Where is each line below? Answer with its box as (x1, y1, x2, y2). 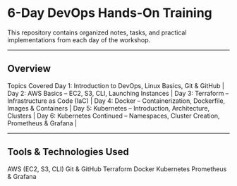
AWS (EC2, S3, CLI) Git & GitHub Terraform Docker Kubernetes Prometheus (7, 164, 227, 173)
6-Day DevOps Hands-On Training (7, 5, 213, 21)
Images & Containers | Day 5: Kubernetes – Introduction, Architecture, (7, 104, 210, 112)
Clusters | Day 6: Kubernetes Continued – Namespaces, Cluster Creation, (7, 111, 220, 120)
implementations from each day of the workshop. (7, 35, 151, 44)
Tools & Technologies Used (7, 146, 129, 158)
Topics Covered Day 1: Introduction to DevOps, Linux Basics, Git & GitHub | (7, 81, 224, 89)
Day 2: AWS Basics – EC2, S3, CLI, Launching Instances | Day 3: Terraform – (7, 89, 229, 97)
